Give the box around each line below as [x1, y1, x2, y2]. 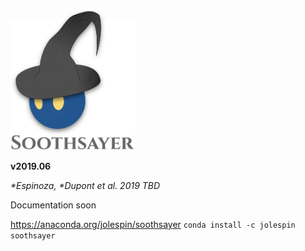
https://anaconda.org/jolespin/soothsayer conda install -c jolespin [10, 219, 296, 231]
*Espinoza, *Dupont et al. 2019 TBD [10, 180, 161, 192]
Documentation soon [10, 199, 97, 211]
